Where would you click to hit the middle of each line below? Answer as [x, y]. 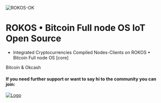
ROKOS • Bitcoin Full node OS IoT [76, 28]
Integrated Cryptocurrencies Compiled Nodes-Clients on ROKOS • [82, 52]
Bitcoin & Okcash [23, 67]
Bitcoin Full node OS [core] [41, 57]
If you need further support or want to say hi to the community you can [81, 79]
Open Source [34, 39]
